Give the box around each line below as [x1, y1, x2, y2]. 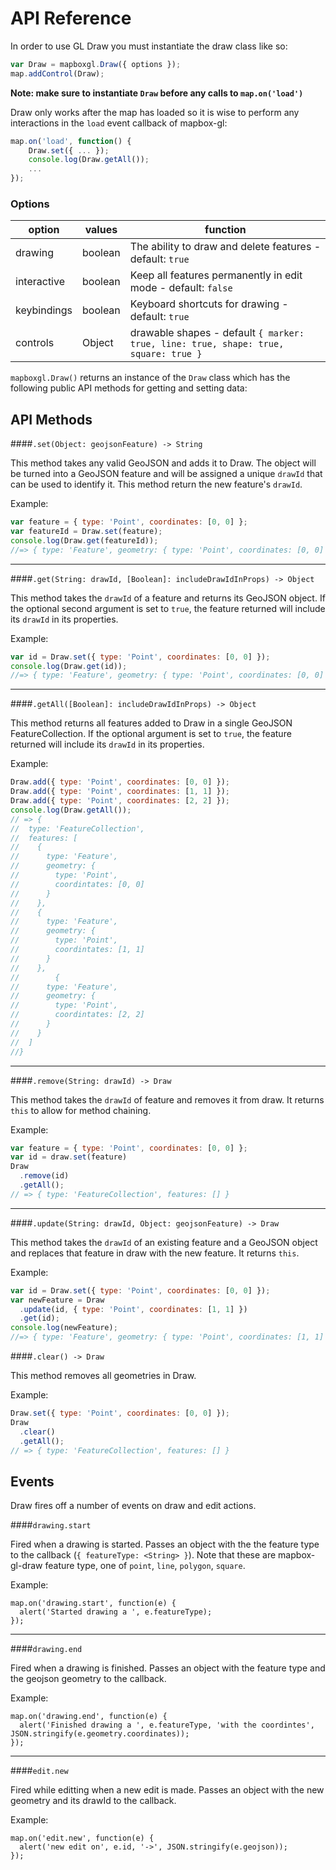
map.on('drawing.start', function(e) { [10, 1598, 177, 1609]
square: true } [129, 348, 203, 360]
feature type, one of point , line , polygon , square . [44, 1560, 246, 1572]
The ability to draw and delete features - [129, 240, 321, 254]
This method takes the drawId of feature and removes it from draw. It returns [10, 1093, 325, 1106]
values [84, 223, 118, 237]
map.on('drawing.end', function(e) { [10, 1712, 168, 1722]
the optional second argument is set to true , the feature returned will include [10, 602, 326, 614]
